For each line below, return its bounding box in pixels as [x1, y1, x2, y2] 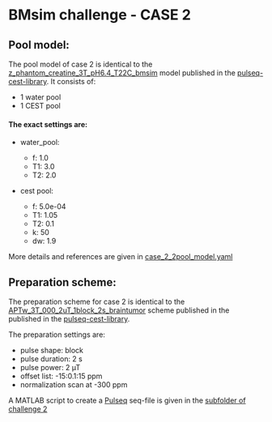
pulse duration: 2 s [19, 354, 83, 364]
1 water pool [19, 92, 62, 102]
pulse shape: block [19, 346, 83, 356]
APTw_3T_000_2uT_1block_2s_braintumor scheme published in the [8, 305, 230, 315]
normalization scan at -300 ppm [19, 380, 128, 390]
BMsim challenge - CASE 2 [8, 6, 192, 24]
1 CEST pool [19, 101, 61, 110]
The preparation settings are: [8, 330, 105, 339]
